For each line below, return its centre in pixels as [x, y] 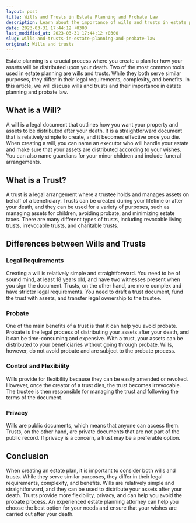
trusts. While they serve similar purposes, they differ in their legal [84, 476]
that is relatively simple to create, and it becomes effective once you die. [93, 137]
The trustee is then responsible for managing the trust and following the [92, 391]
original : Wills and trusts [40, 45]
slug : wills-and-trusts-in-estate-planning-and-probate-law [81, 39]
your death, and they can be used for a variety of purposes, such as [88, 207]
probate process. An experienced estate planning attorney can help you [92, 501]
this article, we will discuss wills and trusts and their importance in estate [94, 86]
